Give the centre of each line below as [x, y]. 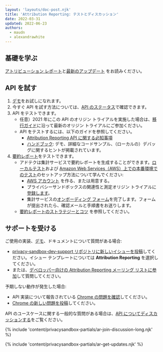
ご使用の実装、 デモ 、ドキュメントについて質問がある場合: [64, 241]
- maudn [17, 32]
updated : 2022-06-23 [26, 23]
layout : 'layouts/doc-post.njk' [38, 10]
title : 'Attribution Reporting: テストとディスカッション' [62, 14]
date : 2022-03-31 [23, 19]
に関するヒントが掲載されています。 [67, 150]
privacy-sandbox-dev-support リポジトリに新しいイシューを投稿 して [82, 252]
